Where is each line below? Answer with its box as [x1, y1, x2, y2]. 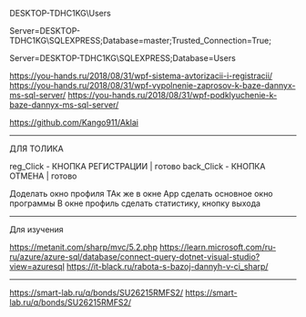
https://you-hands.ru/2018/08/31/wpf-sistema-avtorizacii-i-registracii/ [9, 70, 273, 81]
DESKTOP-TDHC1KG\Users [9, 8, 111, 18]
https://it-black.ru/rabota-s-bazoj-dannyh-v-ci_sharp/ [66, 261, 269, 271]
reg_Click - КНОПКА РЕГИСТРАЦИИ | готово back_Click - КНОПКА [9, 161, 266, 171]
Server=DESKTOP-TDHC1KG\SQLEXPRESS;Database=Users [9, 53, 237, 63]
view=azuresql [9, 261, 66, 271]
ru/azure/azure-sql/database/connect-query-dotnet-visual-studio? [9, 251, 260, 262]
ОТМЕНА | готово [9, 170, 77, 181]
